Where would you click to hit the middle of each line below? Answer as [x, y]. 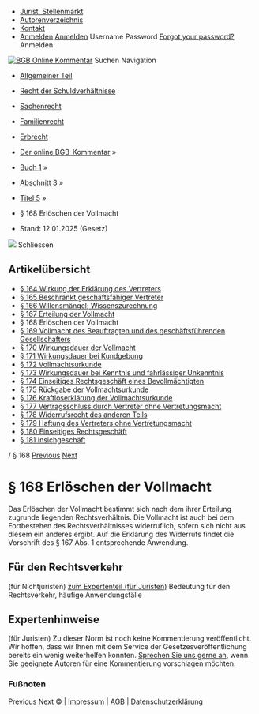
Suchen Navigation [125, 60]
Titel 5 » [33, 198]
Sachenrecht [40, 106]
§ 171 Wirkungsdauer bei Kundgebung [81, 355]
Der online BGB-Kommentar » [68, 152]
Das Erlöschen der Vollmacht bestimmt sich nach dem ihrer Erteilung [120, 509]
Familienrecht [42, 121]
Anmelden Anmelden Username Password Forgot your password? [127, 36]
